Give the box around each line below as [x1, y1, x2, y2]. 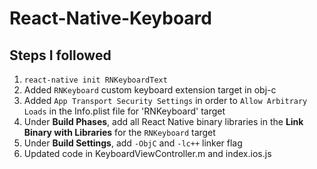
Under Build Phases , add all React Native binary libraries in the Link [23, 116, 304, 127]
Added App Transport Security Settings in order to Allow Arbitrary [23, 95, 308, 106]
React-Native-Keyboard [9, 7, 212, 30]
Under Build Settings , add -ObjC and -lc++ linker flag [23, 137, 243, 149]
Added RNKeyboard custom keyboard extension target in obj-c [23, 84, 277, 96]
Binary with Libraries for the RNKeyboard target [23, 127, 216, 138]
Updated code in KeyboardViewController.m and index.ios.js [23, 148, 272, 159]
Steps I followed [9, 47, 112, 64]
